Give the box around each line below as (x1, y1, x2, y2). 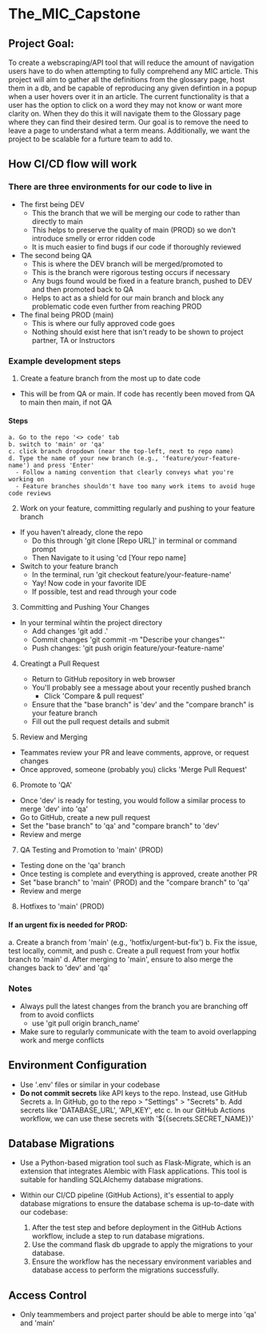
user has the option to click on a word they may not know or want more (8, 101, 243, 110)
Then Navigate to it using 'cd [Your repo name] (31, 553, 186, 563)
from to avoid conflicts (19, 1009, 94, 1019)
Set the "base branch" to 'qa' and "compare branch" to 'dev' (19, 821, 220, 831)
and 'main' (19, 1318, 55, 1328)
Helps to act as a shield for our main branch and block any (31, 293, 224, 302)
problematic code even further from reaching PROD (31, 301, 202, 311)
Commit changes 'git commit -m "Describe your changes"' (31, 635, 225, 644)
